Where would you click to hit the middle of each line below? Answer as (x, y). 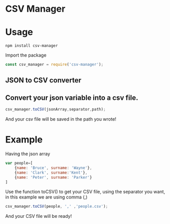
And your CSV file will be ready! (39, 216)
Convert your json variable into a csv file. (72, 97)
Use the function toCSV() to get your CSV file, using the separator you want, (85, 192)
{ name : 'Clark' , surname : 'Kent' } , (51, 173)
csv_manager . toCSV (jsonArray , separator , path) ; (55, 109)
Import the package (26, 55)
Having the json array (28, 154)
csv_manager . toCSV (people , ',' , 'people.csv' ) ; (57, 207)
